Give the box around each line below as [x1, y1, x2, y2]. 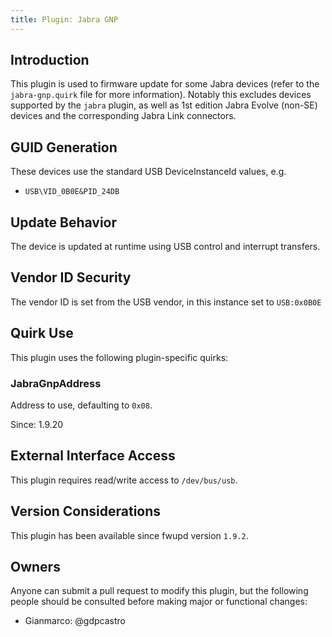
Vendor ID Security [10, 269, 132, 286]
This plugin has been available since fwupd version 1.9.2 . [10, 529, 249, 541]
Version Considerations [10, 503, 162, 520]
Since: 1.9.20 [10, 418, 64, 430]
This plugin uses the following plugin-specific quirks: [10, 351, 229, 363]
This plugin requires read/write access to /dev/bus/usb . [10, 474, 238, 486]
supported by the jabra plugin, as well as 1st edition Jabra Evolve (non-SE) [10, 99, 318, 111]
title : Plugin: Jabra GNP [10, 14, 118, 25]
